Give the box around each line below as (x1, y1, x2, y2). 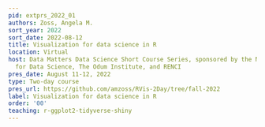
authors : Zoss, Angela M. (8, 19, 93, 27)
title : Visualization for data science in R (8, 41, 157, 49)
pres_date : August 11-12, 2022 (8, 70, 111, 78)
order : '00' (8, 99, 47, 107)
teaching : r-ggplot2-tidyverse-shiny (8, 107, 132, 115)
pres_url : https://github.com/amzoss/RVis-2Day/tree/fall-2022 (8, 84, 221, 93)
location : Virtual (8, 48, 69, 56)
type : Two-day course (8, 77, 80, 85)
